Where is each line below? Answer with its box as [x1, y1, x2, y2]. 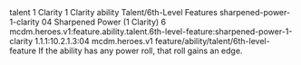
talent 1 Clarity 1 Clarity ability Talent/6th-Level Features [9, 7, 218, 17]
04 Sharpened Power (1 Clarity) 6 [41, 16, 167, 27]
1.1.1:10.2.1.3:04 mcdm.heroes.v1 [34, 36, 154, 46]
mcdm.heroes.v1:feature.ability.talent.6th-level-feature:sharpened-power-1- [9, 26, 293, 37]
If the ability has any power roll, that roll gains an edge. [37, 45, 243, 56]
